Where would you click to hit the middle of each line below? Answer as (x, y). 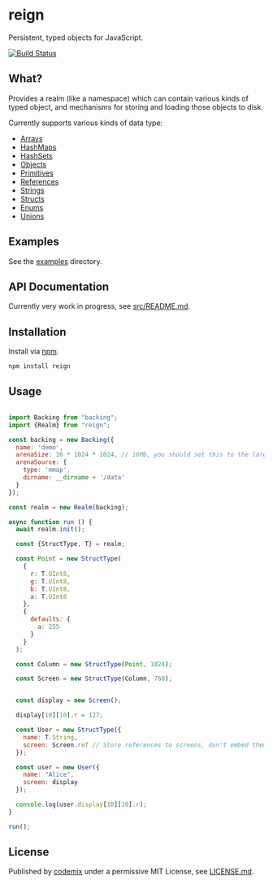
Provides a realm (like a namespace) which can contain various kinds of (129, 98)
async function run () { (50, 522)
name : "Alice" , (49, 775)
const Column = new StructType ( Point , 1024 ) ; (94, 664)
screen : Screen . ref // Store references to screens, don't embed (136, 745)
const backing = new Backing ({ (61, 440)
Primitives (37, 173)
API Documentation (59, 286)
